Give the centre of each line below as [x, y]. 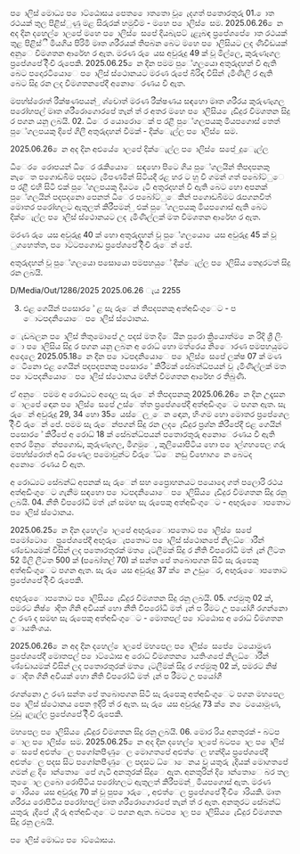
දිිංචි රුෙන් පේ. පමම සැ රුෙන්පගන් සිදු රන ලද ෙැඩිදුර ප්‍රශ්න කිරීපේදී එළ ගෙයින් [146, 424]
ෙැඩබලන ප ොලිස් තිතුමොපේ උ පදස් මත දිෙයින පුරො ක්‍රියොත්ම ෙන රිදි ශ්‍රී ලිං [146, 336]
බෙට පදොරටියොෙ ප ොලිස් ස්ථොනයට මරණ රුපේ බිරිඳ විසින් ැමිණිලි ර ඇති [142, 73]
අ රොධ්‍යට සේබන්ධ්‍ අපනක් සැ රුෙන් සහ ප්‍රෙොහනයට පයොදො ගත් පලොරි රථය [147, 482]
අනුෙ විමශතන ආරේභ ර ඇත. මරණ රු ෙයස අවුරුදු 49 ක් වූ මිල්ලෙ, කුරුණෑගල [146, 53]
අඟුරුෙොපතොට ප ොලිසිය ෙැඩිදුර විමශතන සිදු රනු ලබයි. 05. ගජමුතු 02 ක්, [142, 598]
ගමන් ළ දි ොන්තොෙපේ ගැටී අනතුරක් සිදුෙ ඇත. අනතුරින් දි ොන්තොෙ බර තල [150, 772]
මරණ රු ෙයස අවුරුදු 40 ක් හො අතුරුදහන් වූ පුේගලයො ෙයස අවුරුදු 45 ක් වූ [143, 234]
